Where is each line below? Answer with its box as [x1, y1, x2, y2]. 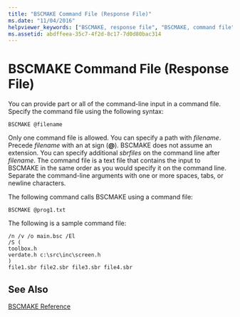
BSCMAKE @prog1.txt [8, 207, 66, 214]
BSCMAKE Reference [8, 302, 71, 311]
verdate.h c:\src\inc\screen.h [8, 251, 101, 259]
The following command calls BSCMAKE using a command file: [8, 193, 193, 202]
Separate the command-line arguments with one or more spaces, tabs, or [8, 172, 224, 180]
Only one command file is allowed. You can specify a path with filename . [8, 133, 221, 142]
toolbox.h [8, 245, 38, 253]
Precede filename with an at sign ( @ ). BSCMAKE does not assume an [8, 141, 212, 150]
